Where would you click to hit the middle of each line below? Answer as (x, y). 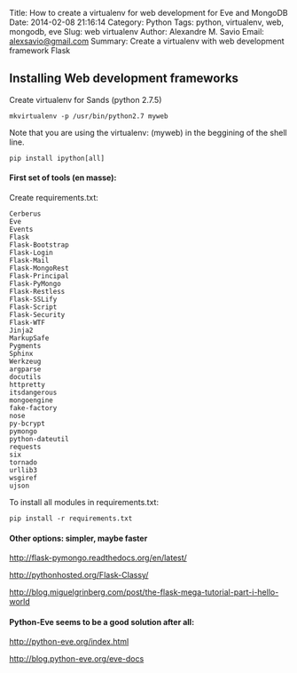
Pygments (25, 346)
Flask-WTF (27, 323)
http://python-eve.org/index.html (69, 642)
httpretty (27, 385)
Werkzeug (25, 362)
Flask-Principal (39, 276)
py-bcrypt (27, 424)
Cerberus (25, 214)
